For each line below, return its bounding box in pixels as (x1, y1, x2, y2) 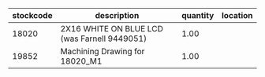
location (222, 10, 253, 20)
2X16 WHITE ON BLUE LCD (60, 24, 163, 34)
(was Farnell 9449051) (60, 33, 147, 44)
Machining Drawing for (60, 46, 145, 57)
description (95, 10, 140, 20)
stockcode (12, 10, 53, 20)
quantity (181, 10, 215, 20)
